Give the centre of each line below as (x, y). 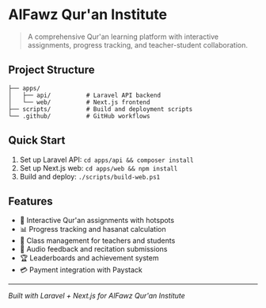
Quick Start (37, 141)
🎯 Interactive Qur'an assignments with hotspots (97, 221)
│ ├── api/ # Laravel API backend (84, 95)
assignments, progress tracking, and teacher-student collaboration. (137, 44)
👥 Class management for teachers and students (97, 241)
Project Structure (51, 70)
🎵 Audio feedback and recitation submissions (93, 249)
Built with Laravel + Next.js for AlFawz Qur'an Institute (97, 296)
